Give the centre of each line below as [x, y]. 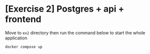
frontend [23, 19]
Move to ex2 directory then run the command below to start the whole [75, 33]
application [16, 38]
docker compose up [24, 47]
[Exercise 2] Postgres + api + [65, 9]
